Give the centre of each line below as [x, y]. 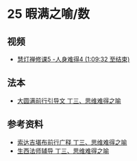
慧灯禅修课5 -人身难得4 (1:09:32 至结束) [73, 59]
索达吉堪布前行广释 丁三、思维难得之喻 [72, 142]
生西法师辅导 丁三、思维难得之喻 [63, 151]
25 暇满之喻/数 [49, 14]
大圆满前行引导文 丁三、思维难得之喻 [69, 101]
